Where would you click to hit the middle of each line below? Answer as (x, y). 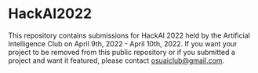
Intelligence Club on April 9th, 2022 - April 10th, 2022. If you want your (123, 43)
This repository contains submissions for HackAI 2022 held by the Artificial (129, 35)
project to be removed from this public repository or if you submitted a (122, 52)
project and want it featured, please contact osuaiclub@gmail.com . (116, 60)
